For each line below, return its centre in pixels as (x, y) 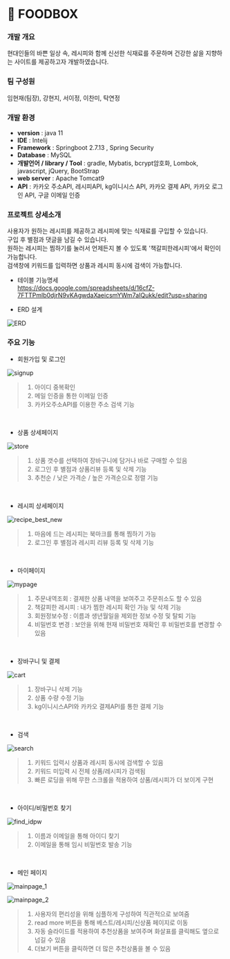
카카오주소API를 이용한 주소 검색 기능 (84, 404)
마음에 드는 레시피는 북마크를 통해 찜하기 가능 (95, 534)
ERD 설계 (30, 309)
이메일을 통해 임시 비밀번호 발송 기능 (83, 844)
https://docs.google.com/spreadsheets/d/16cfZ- (86, 288)
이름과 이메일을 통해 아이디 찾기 (77, 835)
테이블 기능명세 (38, 280)
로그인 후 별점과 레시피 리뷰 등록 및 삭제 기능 (94, 542)
